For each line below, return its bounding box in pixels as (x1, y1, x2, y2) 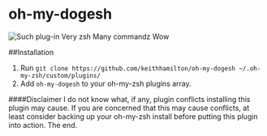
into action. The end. (8, 120, 78, 130)
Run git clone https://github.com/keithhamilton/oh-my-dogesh (19, 62, 236, 73)
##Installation (8, 47, 54, 57)
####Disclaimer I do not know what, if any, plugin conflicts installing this (8, 94, 251, 104)
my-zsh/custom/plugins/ (19, 71, 101, 79)
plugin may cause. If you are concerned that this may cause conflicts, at (8, 103, 250, 113)
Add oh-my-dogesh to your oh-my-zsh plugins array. (19, 79, 192, 88)
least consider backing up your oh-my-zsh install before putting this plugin (8, 111, 258, 121)
